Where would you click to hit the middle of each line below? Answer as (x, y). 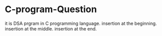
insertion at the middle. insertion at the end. (51, 28)
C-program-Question (51, 9)
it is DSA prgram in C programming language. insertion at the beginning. (81, 23)
